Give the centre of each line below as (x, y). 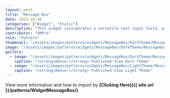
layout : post (19, 10)
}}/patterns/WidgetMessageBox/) (42, 90)
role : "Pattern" (22, 38)
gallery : (14, 52)
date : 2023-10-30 (24, 19)
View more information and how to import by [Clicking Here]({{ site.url (79, 85)
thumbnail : (17, 43)
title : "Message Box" (28, 15)
